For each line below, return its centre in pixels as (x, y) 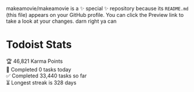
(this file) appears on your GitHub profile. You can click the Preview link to (95, 15)
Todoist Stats (39, 45)
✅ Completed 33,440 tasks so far (46, 76)
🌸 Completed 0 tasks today (39, 69)
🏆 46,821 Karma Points (34, 61)
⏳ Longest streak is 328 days (41, 82)
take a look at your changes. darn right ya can (61, 21)
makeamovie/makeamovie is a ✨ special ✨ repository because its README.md (97, 8)
